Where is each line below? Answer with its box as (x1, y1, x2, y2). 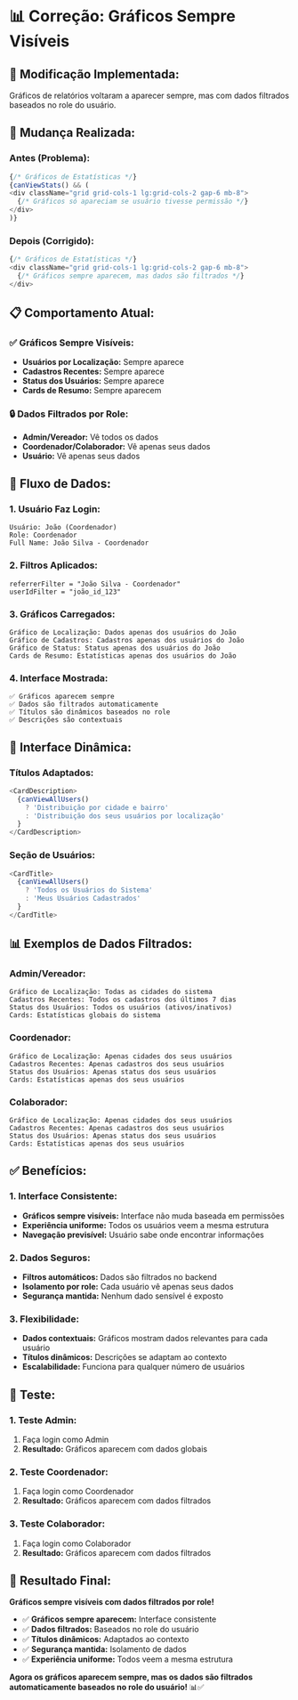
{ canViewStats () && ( (9, 181, 90, 190)
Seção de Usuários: (9, 849, 96, 862)
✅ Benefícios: (9, 1163, 87, 1178)
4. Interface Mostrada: (9, 672, 109, 684)
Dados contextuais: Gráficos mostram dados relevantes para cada (21, 1333, 269, 1344)
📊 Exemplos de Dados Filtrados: (9, 936, 193, 951)
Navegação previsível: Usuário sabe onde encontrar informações (21, 1229, 264, 1240)
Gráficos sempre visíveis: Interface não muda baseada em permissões (21, 1210, 285, 1221)
